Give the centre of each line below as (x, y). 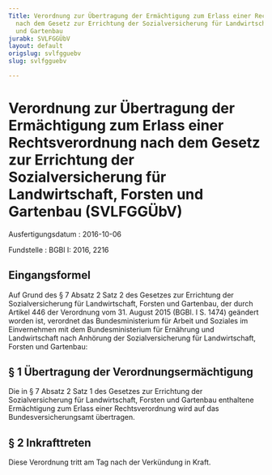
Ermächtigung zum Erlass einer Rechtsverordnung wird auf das (114, 409)
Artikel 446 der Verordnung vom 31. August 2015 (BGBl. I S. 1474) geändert (134, 312)
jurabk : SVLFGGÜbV (39, 39)
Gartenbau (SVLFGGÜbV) (96, 212)
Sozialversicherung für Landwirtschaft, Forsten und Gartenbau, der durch (131, 303)
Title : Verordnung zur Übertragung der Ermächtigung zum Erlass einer (130, 16)
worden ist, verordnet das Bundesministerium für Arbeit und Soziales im (128, 320)
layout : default (36, 46)
